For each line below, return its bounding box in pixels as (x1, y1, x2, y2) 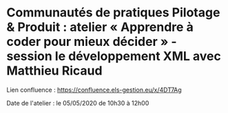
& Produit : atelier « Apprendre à (6, 19, 194, 35)
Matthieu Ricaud (6, 63, 103, 79)
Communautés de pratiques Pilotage (6, 5, 220, 21)
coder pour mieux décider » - (6, 34, 177, 49)
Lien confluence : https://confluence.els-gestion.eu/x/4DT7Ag (6, 86, 182, 94)
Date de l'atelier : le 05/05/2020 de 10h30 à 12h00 (6, 99, 149, 107)
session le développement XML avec (6, 49, 221, 64)
